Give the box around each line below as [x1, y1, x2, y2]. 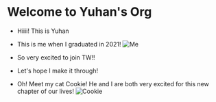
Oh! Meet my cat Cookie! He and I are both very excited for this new [16, 79, 209, 88]
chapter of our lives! [16, 87, 74, 95]
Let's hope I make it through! [16, 66, 98, 75]
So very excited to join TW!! [16, 53, 95, 62]
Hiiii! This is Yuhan [16, 27, 70, 35]
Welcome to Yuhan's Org [7, 4, 152, 20]
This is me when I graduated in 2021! [16, 40, 121, 48]
